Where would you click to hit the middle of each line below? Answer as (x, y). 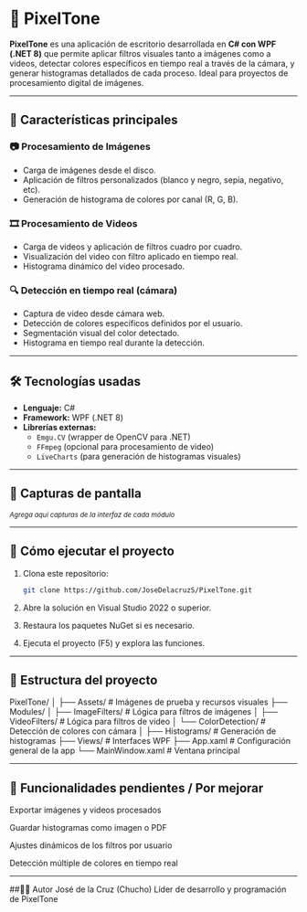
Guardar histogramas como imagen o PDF (88, 828)
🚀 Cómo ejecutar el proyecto (92, 551)
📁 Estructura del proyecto (84, 680)
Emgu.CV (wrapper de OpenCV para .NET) (113, 437)
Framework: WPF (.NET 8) (73, 418)
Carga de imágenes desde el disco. (90, 170)
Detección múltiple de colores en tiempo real (94, 864)
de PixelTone (34, 899)
